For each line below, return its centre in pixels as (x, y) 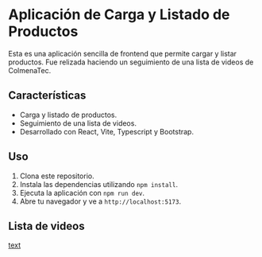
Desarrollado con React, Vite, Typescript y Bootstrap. (107, 131)
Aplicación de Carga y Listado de (119, 15)
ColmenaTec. (30, 70)
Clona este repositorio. (57, 176)
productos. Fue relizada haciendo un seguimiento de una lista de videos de (131, 62)
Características (47, 96)
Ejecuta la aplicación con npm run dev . (82, 193)
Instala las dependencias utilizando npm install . (99, 184)
